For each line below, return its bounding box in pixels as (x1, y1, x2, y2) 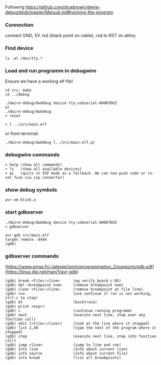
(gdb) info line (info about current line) (5, 347, 128, 352)
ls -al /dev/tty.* (5, 56, 43, 61)
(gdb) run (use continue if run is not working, (5, 291, 152, 296)
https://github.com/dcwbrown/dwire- (25, 4, 100, 10)
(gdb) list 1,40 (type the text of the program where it (5, 325, 157, 330)
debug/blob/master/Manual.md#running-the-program (5, 9, 114, 15)
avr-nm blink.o (5, 197, 36, 202)
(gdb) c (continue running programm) (5, 308, 133, 313)
